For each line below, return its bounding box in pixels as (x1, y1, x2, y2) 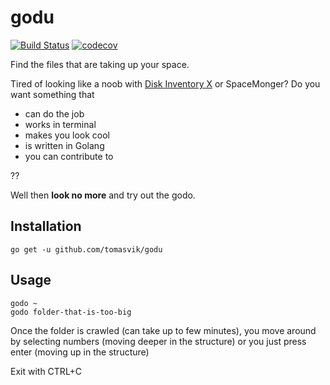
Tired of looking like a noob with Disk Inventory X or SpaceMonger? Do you (10, 77, 321, 90)
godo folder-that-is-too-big (10, 307, 132, 317)
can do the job (24, 107, 85, 120)
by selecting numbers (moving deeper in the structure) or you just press (10, 335, 307, 347)
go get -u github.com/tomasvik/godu (10, 244, 163, 255)
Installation (10, 218, 82, 235)
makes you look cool (24, 129, 110, 141)
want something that (10, 88, 95, 100)
